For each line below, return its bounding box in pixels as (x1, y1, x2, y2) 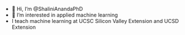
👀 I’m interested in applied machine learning (11, 11, 118, 18)
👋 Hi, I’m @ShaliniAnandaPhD (11, 6, 83, 12)
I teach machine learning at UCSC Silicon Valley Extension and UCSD (11, 18, 179, 24)
